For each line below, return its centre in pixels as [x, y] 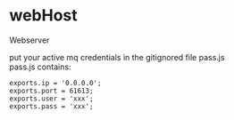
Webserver [29, 40]
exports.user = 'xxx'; [51, 99]
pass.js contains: [40, 67]
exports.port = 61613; [51, 91]
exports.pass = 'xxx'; [51, 106]
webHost [43, 16]
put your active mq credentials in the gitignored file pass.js [117, 57]
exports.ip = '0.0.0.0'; [55, 83]
